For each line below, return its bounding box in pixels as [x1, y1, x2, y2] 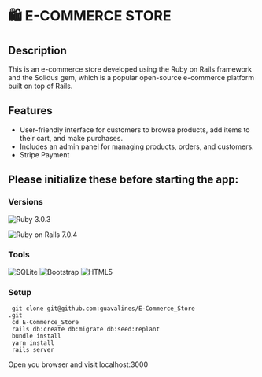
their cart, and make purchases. [19, 133, 124, 142]
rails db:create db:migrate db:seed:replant [11, 325, 160, 334]
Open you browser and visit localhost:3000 [8, 360, 149, 369]
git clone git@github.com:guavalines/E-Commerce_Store [11, 305, 195, 312]
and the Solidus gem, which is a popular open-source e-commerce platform [8, 73, 254, 82]
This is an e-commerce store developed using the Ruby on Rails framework [8, 65, 253, 74]
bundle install [11, 332, 61, 340]
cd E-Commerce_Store [11, 319, 79, 327]
